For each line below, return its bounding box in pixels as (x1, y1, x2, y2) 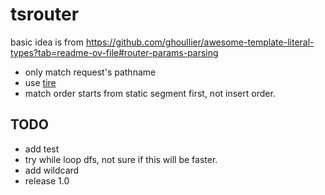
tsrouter (10, 3, 80, 26)
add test (24, 143, 60, 155)
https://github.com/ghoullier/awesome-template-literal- (85, 36, 315, 48)
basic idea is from (10, 36, 84, 48)
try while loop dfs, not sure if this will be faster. (24, 153, 218, 165)
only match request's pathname (24, 66, 157, 78)
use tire (24, 76, 57, 88)
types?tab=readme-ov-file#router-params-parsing (10, 46, 219, 58)
